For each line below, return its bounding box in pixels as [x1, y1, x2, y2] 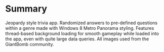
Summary [5, 3, 47, 15]
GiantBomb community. [5, 41, 54, 47]
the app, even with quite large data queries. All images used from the [5, 36, 149, 42]
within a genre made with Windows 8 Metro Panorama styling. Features [5, 25, 154, 31]
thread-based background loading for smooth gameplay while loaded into [5, 30, 159, 36]
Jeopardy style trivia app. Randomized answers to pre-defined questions [5, 20, 158, 26]
